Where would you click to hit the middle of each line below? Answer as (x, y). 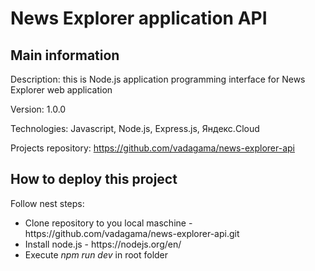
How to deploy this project (94, 179)
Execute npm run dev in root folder (96, 254)
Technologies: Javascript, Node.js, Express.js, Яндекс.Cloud (135, 128)
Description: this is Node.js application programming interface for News (158, 79)
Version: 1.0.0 (38, 109)
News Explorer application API (139, 18)
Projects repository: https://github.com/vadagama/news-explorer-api (152, 148)
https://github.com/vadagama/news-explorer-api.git (132, 233)
